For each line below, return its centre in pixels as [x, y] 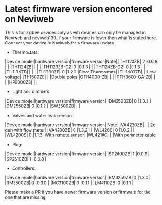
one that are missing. [26, 197]
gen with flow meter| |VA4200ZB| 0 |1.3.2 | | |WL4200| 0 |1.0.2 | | [70, 130]
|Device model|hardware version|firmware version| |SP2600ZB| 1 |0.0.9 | [77, 154]
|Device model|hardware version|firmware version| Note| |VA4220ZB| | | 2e [80, 125]
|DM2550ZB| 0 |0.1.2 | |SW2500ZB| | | [43, 106]
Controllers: [24, 168]
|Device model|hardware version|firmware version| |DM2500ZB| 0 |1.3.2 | [78, 101]
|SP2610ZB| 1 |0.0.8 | [26, 159]
